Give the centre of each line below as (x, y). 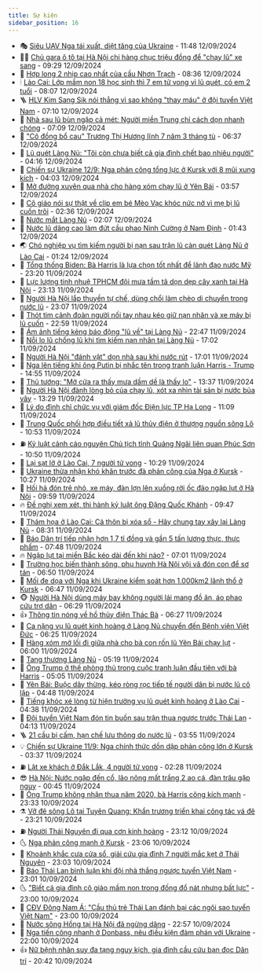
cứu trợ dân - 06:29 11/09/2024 (70, 605)
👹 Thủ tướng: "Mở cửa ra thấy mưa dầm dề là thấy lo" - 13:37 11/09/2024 (137, 381)
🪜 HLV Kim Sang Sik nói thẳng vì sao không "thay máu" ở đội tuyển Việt (136, 100)
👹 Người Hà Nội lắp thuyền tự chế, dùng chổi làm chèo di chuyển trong (134, 298)
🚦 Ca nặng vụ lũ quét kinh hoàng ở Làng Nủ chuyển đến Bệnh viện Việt (134, 626)
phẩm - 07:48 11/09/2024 (60, 546)
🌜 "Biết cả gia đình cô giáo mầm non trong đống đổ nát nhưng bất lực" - (137, 887)
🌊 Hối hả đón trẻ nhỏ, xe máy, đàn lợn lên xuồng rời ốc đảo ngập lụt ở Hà (137, 487)
